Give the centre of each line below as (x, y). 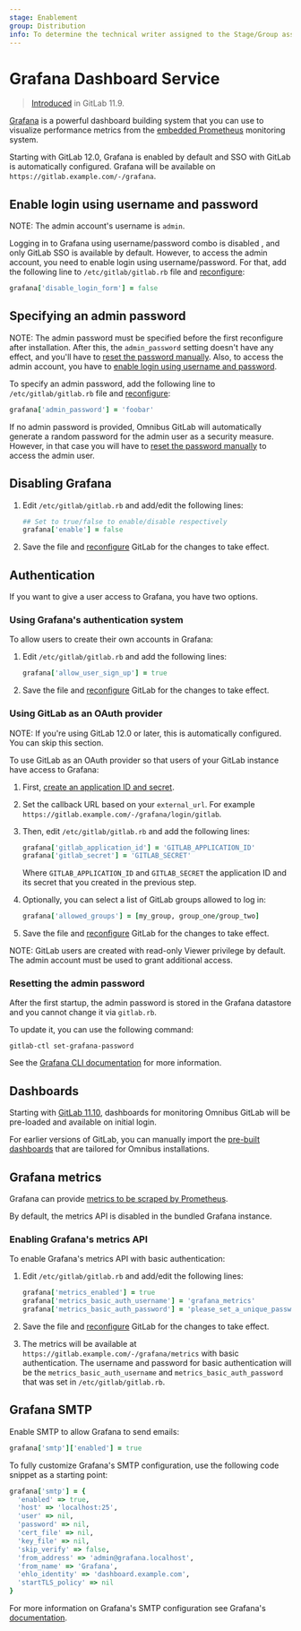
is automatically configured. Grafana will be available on (112, 167)
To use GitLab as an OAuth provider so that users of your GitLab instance (144, 760)
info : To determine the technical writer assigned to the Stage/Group (144, 34)
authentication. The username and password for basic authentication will (157, 1363)
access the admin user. (52, 455)
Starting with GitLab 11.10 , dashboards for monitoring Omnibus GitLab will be (150, 1113)
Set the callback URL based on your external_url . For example (138, 804)
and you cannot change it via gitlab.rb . (83, 1013)
